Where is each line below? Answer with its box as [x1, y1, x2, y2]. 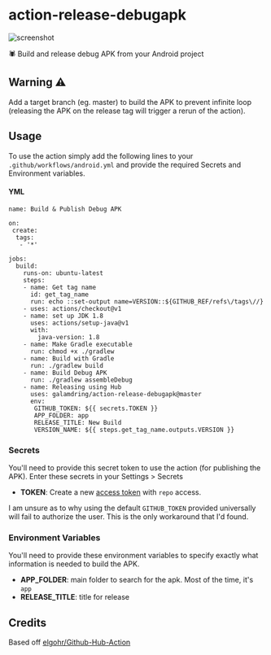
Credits [8, 616, 47, 630]
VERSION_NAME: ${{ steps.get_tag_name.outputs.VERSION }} [33, 426, 234, 434]
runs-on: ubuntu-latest [23, 269, 104, 277]
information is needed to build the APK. [8, 559, 140, 569]
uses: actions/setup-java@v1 [29, 319, 129, 327]
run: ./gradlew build [29, 361, 104, 369]
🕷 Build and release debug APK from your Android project [8, 49, 204, 59]
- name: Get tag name [23, 283, 96, 291]
